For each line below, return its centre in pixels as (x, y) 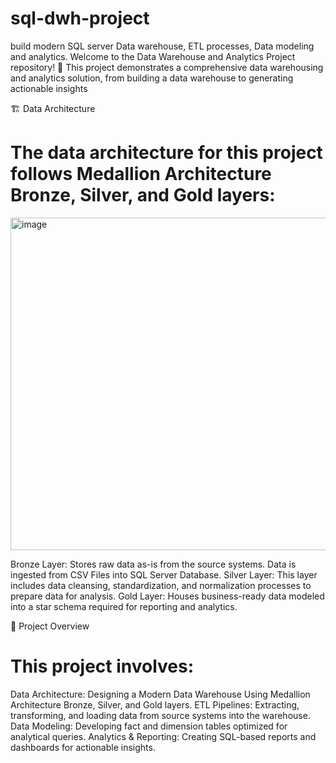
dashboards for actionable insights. (83, 747)
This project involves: (102, 666)
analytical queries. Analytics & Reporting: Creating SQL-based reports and (163, 736)
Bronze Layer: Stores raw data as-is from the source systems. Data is (153, 564)
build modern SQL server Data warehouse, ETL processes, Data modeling (162, 46)
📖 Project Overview (50, 626)
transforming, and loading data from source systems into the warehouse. (160, 715)
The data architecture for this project (166, 153)
